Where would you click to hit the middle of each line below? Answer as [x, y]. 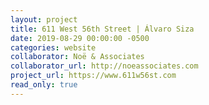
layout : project [44, 19]
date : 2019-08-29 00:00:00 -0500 [80, 38]
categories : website [53, 47]
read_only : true [44, 85]
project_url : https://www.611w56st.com [93, 76]
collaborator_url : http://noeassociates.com [104, 66]
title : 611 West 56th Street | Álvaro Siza [102, 29]
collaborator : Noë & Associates [77, 57]
